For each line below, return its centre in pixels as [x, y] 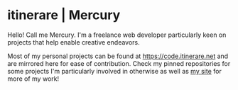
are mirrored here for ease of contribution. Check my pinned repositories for [119, 63]
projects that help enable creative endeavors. [74, 42]
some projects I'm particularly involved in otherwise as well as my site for [114, 71]
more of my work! [33, 79]
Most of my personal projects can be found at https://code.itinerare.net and [118, 56]
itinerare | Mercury [64, 15]
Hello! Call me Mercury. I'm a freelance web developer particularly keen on [117, 35]
